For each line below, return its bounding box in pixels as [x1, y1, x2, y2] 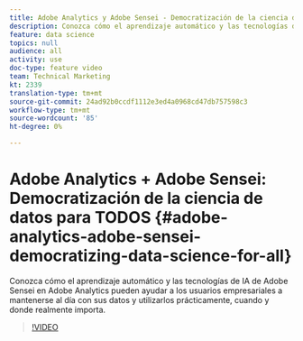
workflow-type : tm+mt [9, 106, 91, 115]
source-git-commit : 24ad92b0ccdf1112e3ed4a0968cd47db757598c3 [9, 97, 248, 106]
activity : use [9, 55, 63, 64]
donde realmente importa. [9, 304, 106, 315]
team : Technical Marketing [9, 72, 111, 81]
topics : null [9, 38, 59, 48]
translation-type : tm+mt [9, 88, 103, 97]
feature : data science [9, 30, 95, 39]
